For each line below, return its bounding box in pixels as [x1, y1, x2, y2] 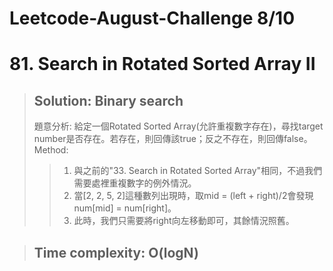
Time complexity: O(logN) [33, 244, 199, 261]
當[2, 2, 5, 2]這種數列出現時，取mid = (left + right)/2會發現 [73, 190, 314, 202]
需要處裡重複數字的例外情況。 [73, 177, 197, 189]
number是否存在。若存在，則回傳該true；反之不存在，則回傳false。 [33, 133, 313, 145]
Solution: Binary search [33, 92, 184, 109]
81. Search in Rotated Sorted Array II [9, 53, 316, 76]
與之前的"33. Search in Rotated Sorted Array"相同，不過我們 [73, 165, 323, 177]
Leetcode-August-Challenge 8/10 [9, 7, 296, 30]
